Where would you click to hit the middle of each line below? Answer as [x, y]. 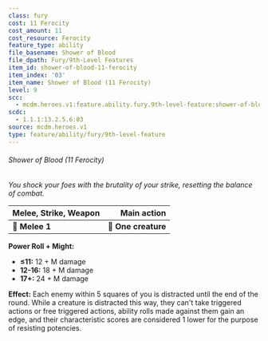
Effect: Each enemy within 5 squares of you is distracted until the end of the [134, 294]
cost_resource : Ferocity [49, 38]
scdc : [17, 113]
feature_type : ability [46, 46]
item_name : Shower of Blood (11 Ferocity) [80, 82]
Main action [143, 212]
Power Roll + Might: [41, 246]
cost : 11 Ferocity [39, 23]
